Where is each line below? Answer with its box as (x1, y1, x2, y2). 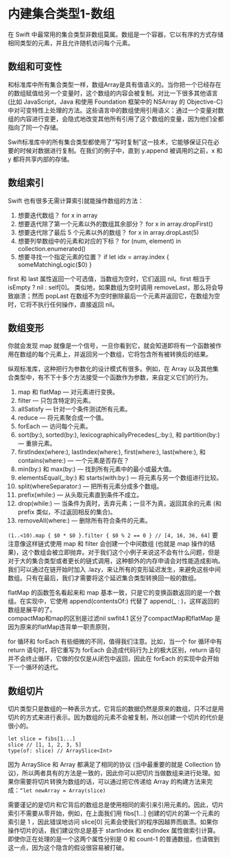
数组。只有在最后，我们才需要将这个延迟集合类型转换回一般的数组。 (8, 574, 200, 582)
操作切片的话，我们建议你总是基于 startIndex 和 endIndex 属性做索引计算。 (8, 826, 219, 835)
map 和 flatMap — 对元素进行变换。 (17, 388, 119, 396)
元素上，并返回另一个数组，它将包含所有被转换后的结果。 (49, 350, 212, 359)
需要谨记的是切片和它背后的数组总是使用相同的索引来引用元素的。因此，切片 (8, 800, 224, 809)
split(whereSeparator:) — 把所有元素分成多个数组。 (17, 482, 163, 490)
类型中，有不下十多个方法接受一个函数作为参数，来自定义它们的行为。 (13, 373, 212, 381)
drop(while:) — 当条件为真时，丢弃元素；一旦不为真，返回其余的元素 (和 (17, 499, 222, 508)
